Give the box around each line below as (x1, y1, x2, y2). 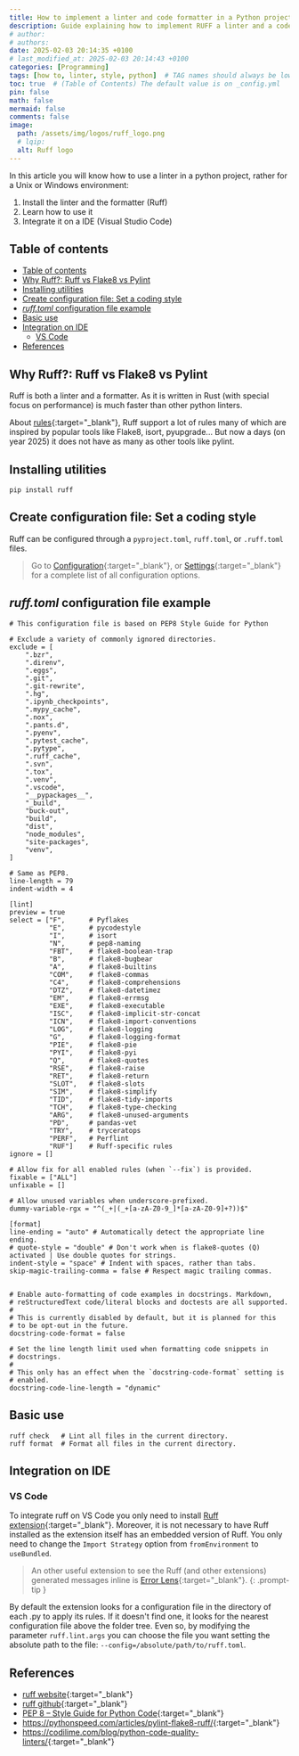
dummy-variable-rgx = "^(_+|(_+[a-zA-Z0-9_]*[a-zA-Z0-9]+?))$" (9, 1204, 249, 1213)
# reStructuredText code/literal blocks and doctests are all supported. (9, 1298, 289, 1307)
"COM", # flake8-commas (48, 970, 149, 979)
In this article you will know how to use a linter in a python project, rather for (9, 170, 287, 181)
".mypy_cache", (25, 705, 82, 714)
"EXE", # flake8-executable (48, 1001, 166, 1010)
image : (9, 121, 34, 130)
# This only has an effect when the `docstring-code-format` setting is (9, 1367, 285, 1377)
